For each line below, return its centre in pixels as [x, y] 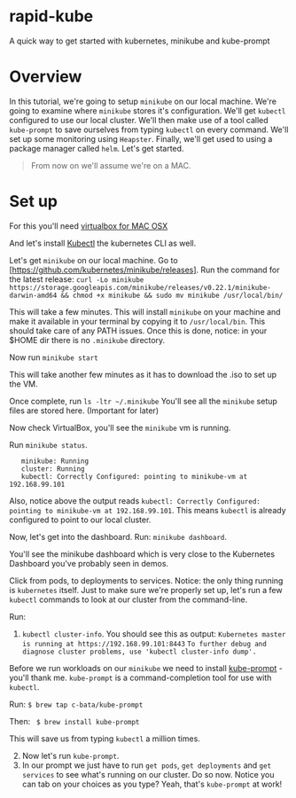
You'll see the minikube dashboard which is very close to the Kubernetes [142, 554]
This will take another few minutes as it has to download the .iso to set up [143, 374]
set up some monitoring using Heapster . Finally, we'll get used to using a [141, 138]
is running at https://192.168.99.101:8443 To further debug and [144, 644]
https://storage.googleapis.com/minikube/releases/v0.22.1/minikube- [140, 287]
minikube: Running [55, 461]
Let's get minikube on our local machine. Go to [94, 260]
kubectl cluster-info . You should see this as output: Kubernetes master [154, 634]
